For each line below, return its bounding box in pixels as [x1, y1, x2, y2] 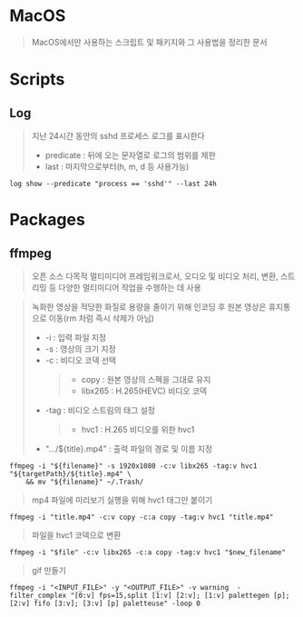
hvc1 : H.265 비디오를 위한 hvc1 [81, 423, 195, 434]
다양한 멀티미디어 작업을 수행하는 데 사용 [58, 282, 201, 293]
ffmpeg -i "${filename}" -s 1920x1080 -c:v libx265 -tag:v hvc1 [9, 461, 258, 471]
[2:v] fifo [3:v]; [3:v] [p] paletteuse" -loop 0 [9, 599, 201, 608]
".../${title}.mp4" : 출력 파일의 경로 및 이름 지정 [44, 443, 213, 454]
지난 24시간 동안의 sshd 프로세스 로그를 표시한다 [31, 130, 206, 141]
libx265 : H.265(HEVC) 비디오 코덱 [81, 385, 207, 396]
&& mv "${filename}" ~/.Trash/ [25, 477, 144, 486]
